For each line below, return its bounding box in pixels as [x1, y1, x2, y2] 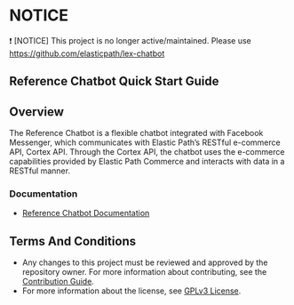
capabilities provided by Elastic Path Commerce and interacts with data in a [9, 157, 285, 167]
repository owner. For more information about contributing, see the [21, 267, 267, 277]
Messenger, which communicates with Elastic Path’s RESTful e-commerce [9, 137, 282, 148]
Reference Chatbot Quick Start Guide [9, 74, 219, 89]
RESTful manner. [9, 165, 71, 176]
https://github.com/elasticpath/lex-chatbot [9, 48, 165, 59]
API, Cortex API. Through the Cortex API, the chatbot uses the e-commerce [9, 147, 285, 157]
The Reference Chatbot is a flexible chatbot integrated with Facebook [9, 128, 264, 139]
